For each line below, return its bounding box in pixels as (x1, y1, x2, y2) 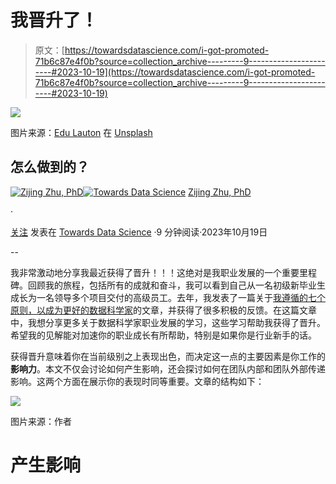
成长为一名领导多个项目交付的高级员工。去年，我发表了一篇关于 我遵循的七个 (10, 291, 326, 303)
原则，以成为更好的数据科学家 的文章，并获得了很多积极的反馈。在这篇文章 (10, 304, 317, 316)
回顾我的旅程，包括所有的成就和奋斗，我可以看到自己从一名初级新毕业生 (27, 279, 326, 291)
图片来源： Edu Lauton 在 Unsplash (10, 126, 153, 138)
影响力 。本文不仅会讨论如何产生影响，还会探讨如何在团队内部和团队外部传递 (10, 362, 326, 375)
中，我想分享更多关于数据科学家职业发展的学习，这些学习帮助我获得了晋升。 (10, 316, 326, 328)
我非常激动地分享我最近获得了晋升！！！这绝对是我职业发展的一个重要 (10, 266, 300, 278)
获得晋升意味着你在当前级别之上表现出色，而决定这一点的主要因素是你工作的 (10, 350, 326, 362)
